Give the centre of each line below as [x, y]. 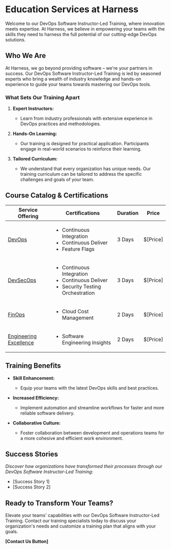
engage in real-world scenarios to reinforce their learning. [81, 149]
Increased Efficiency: [36, 398]
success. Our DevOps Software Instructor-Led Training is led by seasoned [83, 73]
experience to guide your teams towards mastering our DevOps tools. [78, 84]
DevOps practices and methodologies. [60, 124]
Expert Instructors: [33, 108]
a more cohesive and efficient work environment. [72, 438]
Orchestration [78, 293]
